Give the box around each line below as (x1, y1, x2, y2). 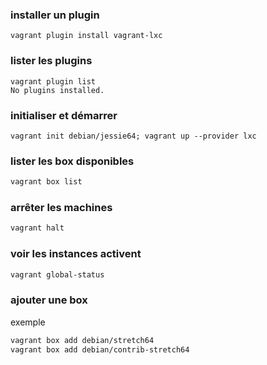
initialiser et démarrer (10, 108, 118, 122)
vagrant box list (10, 177, 83, 187)
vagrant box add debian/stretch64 (10, 335, 155, 345)
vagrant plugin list (10, 76, 97, 87)
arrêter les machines (10, 200, 113, 214)
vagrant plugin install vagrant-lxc (10, 31, 163, 41)
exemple (10, 316, 46, 328)
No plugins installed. (10, 85, 105, 95)
